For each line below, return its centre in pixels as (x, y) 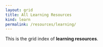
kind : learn (18, 19)
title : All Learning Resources (38, 15)
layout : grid (19, 10)
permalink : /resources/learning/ (41, 24)
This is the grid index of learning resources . (52, 39)
